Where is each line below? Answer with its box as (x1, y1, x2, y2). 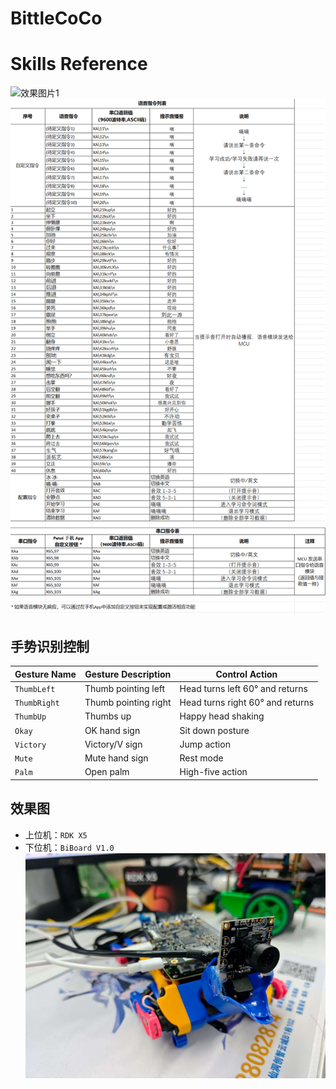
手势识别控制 (10, 638, 90, 655)
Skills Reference (10, 53, 148, 76)
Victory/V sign (84, 738, 143, 750)
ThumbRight (14, 698, 60, 708)
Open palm (84, 766, 130, 778)
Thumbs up (84, 710, 132, 722)
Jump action (179, 738, 231, 750)
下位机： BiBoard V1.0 (24, 841, 115, 853)
